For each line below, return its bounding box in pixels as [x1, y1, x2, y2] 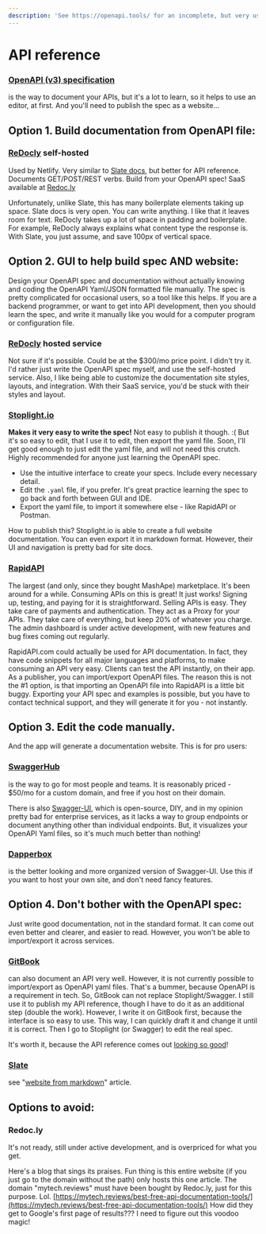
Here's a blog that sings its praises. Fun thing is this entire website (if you [8, 1166, 247, 1176]
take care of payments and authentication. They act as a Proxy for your [8, 605, 240, 616]
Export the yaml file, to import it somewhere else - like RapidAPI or [19, 502, 237, 512]
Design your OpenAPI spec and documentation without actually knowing [8, 276, 245, 285]
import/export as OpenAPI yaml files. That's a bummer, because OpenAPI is [8, 982, 256, 992]
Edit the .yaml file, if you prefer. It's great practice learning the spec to [19, 485, 249, 495]
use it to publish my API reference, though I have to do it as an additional [8, 999, 245, 1009]
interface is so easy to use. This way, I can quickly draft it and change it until [8, 1016, 257, 1026]
